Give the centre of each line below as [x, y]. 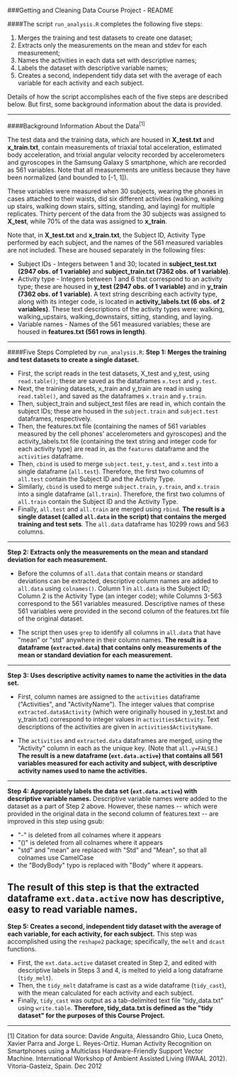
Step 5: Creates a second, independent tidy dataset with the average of [114, 927]
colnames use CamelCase [56, 857]
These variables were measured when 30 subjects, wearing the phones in [115, 191]
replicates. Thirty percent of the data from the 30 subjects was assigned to [117, 214]
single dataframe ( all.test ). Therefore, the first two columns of [110, 471]
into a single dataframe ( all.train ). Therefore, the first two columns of [121, 494]
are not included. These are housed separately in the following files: [106, 250]
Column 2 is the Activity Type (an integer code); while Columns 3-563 [120, 596]
